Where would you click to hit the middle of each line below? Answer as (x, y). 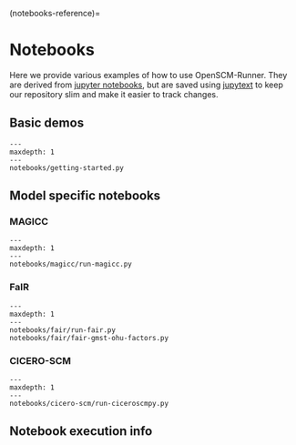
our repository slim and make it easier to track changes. (114, 94)
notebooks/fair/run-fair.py (63, 330)
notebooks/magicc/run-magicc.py (71, 264)
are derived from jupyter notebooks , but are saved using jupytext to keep (147, 85)
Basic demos (47, 123)
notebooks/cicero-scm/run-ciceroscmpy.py (89, 404)
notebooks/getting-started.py (67, 167)
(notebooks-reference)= (55, 13)
